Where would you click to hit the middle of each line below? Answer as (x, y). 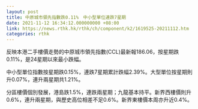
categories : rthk (28, 34)
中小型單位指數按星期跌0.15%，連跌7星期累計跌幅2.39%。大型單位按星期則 (100, 72)
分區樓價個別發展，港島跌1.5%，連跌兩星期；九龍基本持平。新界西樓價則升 (99, 92)
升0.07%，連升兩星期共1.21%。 (45, 80)
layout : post (22, 12)
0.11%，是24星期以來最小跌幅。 (45, 59)
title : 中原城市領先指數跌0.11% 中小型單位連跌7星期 (66, 17)
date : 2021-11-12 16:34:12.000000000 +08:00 (63, 23)
